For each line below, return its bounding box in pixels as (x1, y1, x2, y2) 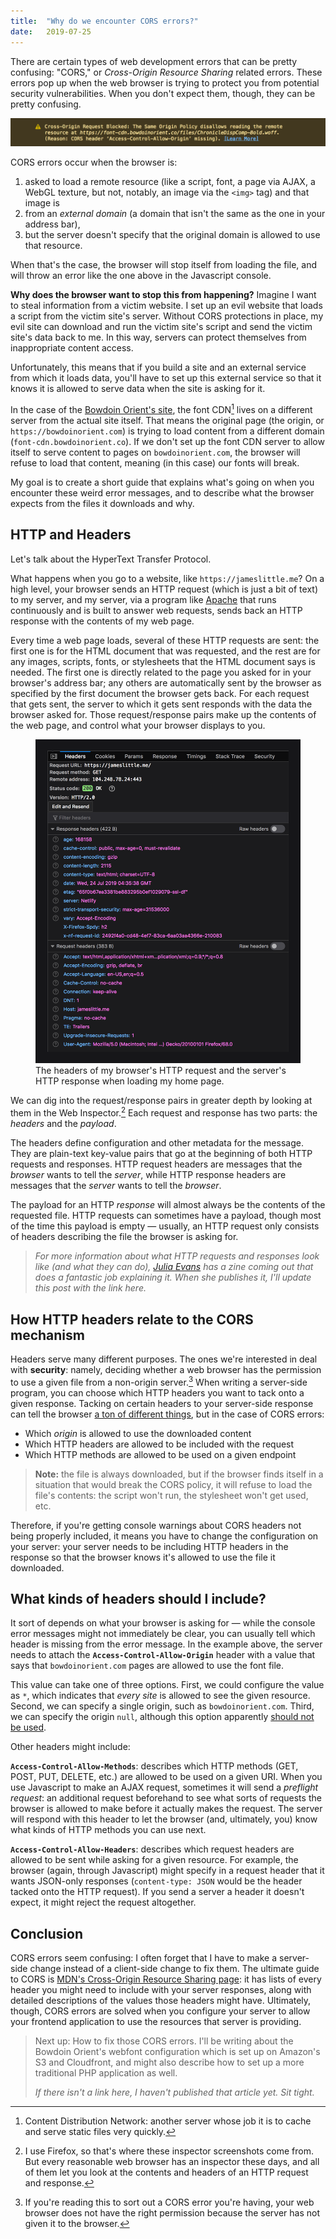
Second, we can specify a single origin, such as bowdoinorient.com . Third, (10, 1700, 315, 1712)
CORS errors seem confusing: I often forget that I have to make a (10, 1952, 278, 1964)
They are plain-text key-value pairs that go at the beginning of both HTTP (10, 1148, 313, 1160)
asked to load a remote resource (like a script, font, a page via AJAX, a (24, 176, 316, 188)
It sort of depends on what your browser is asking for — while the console (10, 1617, 316, 1629)
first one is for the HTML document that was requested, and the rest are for (10, 645, 321, 657)
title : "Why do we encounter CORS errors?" (10, 16, 199, 26)
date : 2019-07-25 (10, 26, 92, 37)
